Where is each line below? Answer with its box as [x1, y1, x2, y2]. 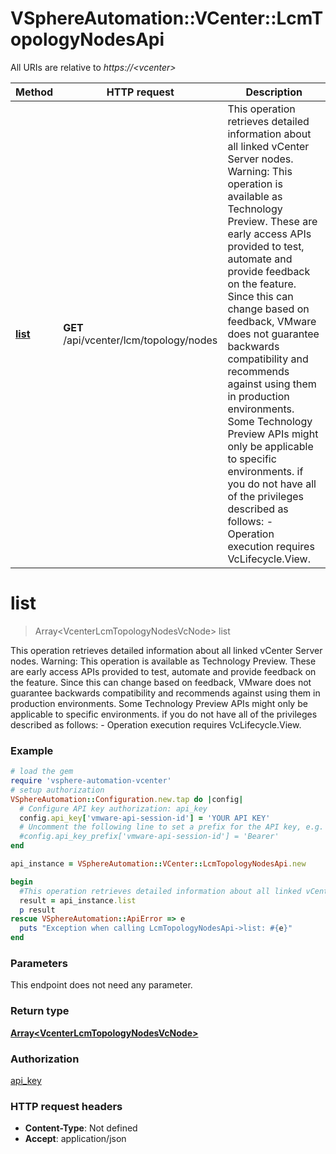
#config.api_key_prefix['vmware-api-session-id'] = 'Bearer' [19, 832, 280, 842]
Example [10, 743, 54, 757]
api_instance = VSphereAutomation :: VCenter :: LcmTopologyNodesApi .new [10, 859, 307, 869]
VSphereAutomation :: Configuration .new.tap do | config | [10, 794, 244, 804]
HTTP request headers [10, 1099, 123, 1113]
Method [15, 85, 54, 99]
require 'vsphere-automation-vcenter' [10, 776, 172, 786]
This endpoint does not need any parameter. [10, 979, 193, 991]
